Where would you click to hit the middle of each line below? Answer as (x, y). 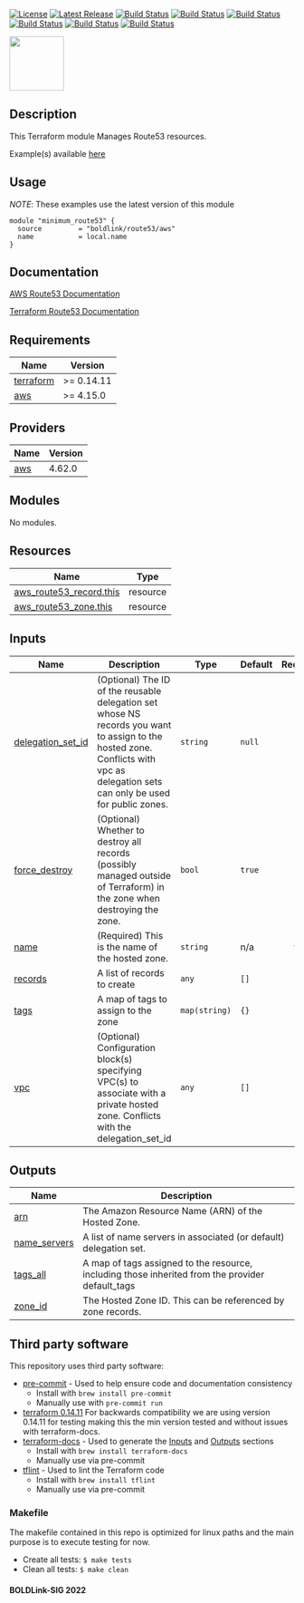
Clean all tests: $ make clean (76, 1569)
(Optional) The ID (134, 680)
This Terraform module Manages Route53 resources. (108, 136)
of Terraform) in (131, 886)
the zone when (129, 898)
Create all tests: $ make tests (77, 1560)
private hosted (128, 1104)
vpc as (111, 770)
